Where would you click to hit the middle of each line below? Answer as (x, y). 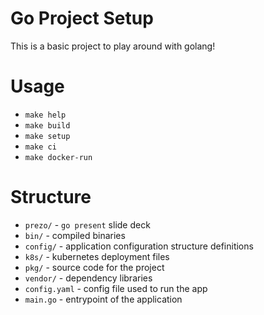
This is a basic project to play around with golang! (113, 46)
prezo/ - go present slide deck (87, 224)
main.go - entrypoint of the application (103, 299)
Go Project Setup (82, 18)
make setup (47, 136)
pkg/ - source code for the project (94, 267)
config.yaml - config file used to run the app (116, 288)
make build (47, 125)
